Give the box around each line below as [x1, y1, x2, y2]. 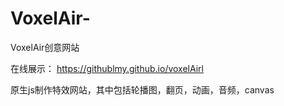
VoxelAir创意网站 [10, 41, 80, 53]
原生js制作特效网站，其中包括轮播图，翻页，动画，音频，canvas [10, 83, 275, 96]
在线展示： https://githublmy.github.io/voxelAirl [10, 62, 204, 74]
